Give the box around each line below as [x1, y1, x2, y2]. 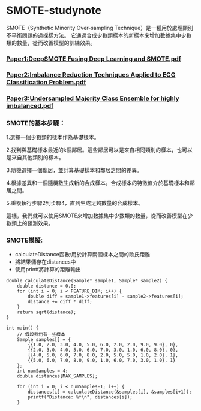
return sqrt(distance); [17, 309, 77, 315]
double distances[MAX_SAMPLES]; [17, 373, 98, 379]
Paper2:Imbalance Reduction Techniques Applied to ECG [6, 70, 176, 78]
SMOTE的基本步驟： [6, 119, 66, 127]
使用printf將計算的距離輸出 [14, 266, 81, 273]
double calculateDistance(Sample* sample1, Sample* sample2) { [6, 278, 168, 284]
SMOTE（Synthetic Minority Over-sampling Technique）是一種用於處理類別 [6, 24, 193, 31]
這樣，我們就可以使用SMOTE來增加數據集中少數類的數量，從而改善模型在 [6, 212, 188, 219]
